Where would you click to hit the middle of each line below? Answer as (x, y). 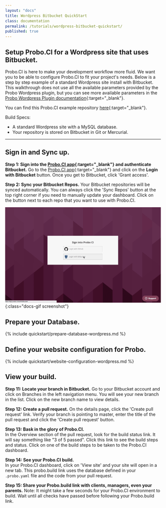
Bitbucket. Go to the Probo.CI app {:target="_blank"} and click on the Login (82, 169)
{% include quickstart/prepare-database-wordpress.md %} (65, 334)
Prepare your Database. (42, 322)
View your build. (31, 377)
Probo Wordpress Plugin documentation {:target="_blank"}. (65, 98)
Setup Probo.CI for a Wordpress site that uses (77, 52)
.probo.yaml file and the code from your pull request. (59, 475)
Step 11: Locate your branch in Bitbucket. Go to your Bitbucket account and (83, 389)
